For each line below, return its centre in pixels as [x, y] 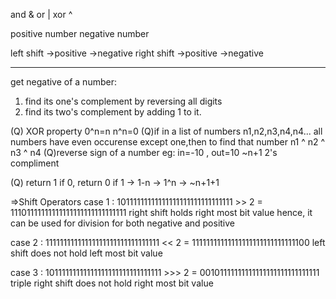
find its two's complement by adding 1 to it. [113, 112]
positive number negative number [80, 33]
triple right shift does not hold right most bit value [112, 283]
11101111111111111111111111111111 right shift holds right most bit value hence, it [161, 212]
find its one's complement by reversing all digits [123, 101]
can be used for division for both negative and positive [122, 223]
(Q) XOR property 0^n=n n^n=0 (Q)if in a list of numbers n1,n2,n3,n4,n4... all [166, 131]
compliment [35, 163]
